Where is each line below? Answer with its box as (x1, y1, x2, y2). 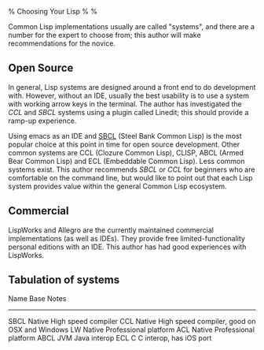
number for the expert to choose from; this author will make (8, 31, 202, 39)
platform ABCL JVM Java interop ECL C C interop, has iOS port (8, 333, 212, 343)
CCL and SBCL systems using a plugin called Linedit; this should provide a (8, 107, 249, 117)
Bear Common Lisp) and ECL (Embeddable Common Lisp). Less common (8, 156, 245, 166)
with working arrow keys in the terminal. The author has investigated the (8, 99, 242, 109)
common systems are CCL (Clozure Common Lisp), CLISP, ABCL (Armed (8, 147, 244, 157)
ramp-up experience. (8, 116, 77, 125)
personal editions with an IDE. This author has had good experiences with (8, 242, 247, 251)
